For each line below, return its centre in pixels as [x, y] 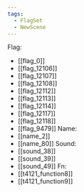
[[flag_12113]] [37, 98]
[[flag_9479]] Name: [47, 129]
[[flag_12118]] [37, 121]
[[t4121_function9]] [45, 181]
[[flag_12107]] [37, 76]
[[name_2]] [34, 136]
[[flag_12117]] [36, 113]
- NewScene [30, 27]
